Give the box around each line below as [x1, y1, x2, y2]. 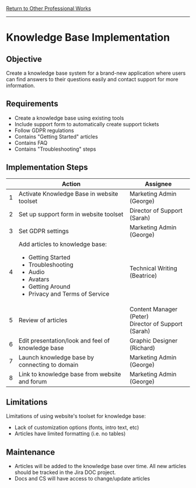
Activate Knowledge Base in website [18, 189, 118, 198]
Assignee [145, 179, 172, 188]
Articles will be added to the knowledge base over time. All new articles [14, 463, 187, 470]
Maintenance [6, 447, 55, 457]
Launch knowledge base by [18, 353, 94, 361]
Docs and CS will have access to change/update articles [14, 475, 150, 482]
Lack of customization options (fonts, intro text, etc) [14, 424, 139, 431]
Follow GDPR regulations [14, 127, 74, 134]
